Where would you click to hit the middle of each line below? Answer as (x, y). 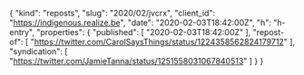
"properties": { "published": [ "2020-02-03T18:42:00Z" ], (143, 32)
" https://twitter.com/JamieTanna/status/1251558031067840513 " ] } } (137, 61)
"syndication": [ (39, 52)
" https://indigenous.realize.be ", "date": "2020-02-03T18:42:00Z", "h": (141, 23)
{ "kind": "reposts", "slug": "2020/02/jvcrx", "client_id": (113, 13)
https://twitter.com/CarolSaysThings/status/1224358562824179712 (159, 42)
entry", (22, 32)
